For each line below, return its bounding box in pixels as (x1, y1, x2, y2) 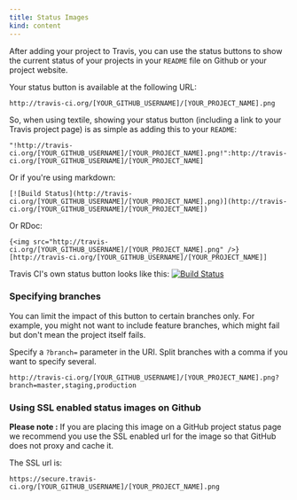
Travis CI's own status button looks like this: (9, 268, 170, 279)
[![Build (9, 189, 42, 198)
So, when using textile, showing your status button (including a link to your (9, 114, 282, 125)
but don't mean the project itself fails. (9, 329, 146, 340)
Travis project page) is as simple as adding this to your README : (9, 123, 238, 134)
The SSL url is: (9, 457, 63, 468)
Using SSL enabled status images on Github (9, 401, 202, 413)
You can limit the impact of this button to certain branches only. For (9, 310, 255, 321)
